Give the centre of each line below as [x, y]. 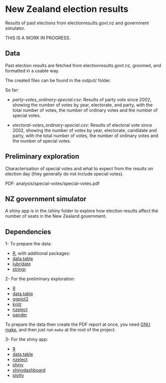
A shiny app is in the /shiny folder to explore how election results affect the [82, 211]
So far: [12, 90]
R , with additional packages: [41, 253]
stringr [19, 269]
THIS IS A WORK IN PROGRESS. [38, 38]
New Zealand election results [67, 9]
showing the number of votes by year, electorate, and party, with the [83, 105]
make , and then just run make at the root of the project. [60, 330]
